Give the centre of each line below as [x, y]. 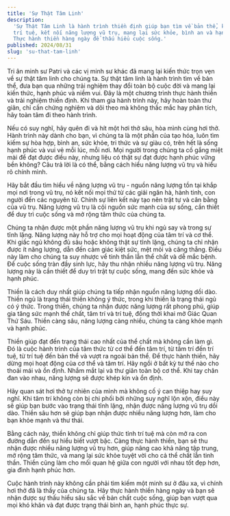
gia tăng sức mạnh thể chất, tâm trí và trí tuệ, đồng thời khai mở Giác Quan [112, 313]
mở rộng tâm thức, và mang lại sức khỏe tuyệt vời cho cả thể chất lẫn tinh [111, 455]
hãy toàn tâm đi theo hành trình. [52, 114]
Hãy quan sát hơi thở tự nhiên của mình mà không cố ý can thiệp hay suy [110, 391]
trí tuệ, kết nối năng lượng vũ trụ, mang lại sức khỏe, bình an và [113, 33]
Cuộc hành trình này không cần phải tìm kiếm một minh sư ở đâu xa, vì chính [115, 483]
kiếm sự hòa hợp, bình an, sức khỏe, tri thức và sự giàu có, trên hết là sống [112, 143]
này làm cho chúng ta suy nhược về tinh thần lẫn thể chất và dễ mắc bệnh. [112, 256]
